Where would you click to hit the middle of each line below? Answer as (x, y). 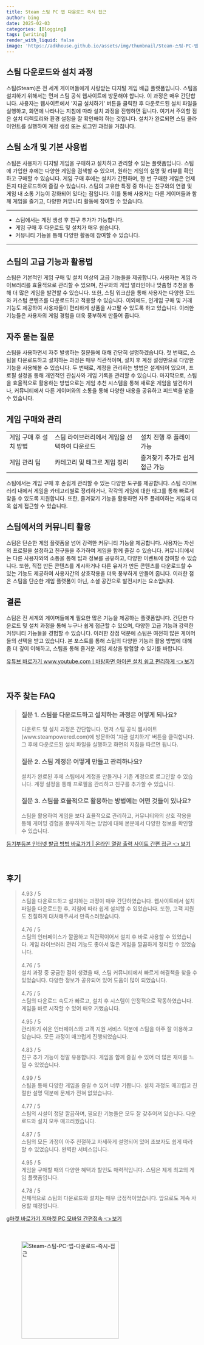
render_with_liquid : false (40, 40)
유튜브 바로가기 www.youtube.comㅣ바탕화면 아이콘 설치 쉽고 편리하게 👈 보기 (100, 661)
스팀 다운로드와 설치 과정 (49, 72)
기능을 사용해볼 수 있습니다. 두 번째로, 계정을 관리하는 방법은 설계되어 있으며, (97, 368)
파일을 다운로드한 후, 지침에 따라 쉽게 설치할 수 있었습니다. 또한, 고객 (102, 908)
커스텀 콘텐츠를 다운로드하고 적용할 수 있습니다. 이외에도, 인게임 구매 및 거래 (102, 300)
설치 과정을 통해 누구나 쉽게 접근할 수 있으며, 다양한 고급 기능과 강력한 (111, 625)
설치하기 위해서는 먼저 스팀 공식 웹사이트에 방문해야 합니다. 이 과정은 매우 (93, 96)
